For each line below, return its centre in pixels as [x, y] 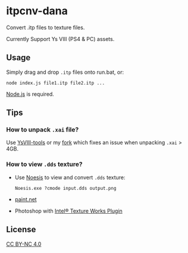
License [21, 229]
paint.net [26, 199]
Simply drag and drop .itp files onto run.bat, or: [65, 72]
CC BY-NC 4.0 [24, 244]
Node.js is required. [30, 94]
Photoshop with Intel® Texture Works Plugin [69, 211]
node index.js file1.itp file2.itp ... [56, 83]
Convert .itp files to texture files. [46, 27]
